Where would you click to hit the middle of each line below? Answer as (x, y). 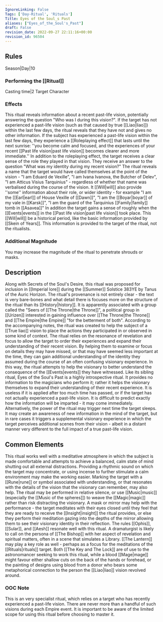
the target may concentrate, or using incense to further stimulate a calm (77, 472)
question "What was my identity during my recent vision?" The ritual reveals (81, 167)
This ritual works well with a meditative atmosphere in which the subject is (79, 456)
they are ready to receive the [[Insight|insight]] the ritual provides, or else (78, 513)
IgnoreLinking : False (27, 10)
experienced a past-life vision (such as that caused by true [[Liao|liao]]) (77, 125)
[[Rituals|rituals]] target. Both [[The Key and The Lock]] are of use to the (77, 549)
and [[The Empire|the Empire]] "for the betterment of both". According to (78, 320)
